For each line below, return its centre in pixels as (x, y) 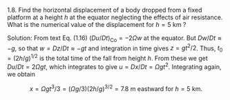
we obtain (21, 74)
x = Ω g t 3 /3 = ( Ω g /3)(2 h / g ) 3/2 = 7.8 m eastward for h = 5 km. (116, 88)
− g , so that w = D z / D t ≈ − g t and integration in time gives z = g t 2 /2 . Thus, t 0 (115, 48)
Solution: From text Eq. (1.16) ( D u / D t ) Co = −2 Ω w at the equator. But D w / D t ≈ (115, 39)
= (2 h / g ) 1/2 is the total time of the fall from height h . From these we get (108, 58)
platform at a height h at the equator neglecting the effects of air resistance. (115, 17)
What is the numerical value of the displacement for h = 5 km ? (97, 24)
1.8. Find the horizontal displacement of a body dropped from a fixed (105, 10)
